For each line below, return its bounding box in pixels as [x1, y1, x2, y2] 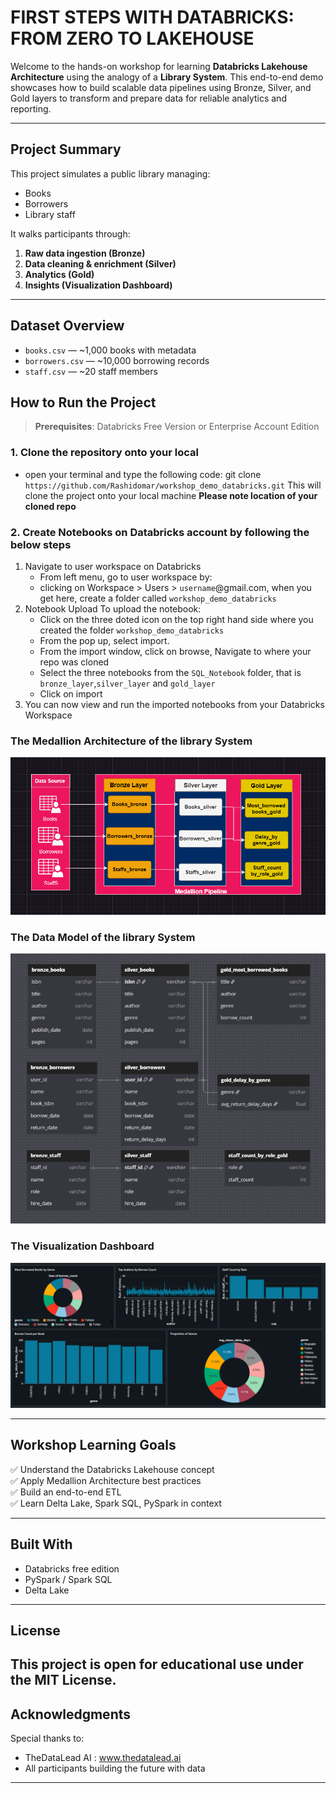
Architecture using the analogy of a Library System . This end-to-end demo [10, 71, 324, 83]
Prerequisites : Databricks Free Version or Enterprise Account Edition [34, 421, 320, 433]
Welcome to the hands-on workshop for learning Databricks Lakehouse [10, 60, 308, 72]
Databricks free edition [24, 1562, 120, 1575]
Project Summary [10, 141, 122, 158]
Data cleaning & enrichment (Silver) [24, 257, 177, 270]
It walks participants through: [10, 227, 131, 240]
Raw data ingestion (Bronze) [24, 247, 146, 259]
